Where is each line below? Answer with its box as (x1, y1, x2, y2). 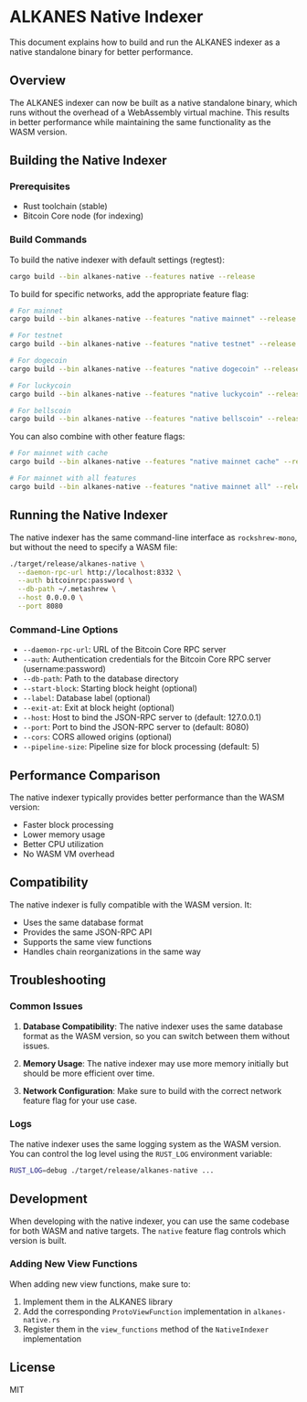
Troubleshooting (9, 972, 107, 988)
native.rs (22, 1315, 61, 1324)
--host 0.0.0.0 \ (17, 593, 84, 602)
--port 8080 (17, 601, 64, 611)
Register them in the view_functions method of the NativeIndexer (22, 1323, 270, 1334)
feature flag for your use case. (22, 1095, 137, 1106)
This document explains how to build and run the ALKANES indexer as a (9, 37, 281, 48)
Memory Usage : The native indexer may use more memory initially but (22, 1057, 290, 1068)
